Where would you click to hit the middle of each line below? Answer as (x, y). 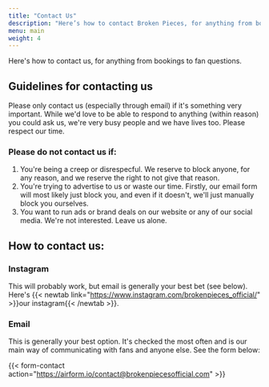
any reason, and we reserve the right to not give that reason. (120, 178)
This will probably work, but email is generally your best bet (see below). (128, 287)
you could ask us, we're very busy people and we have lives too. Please (127, 123)
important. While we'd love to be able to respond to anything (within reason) (134, 114)
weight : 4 (25, 38)
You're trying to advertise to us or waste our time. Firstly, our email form (139, 186)
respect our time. (37, 131)
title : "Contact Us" (43, 16)
